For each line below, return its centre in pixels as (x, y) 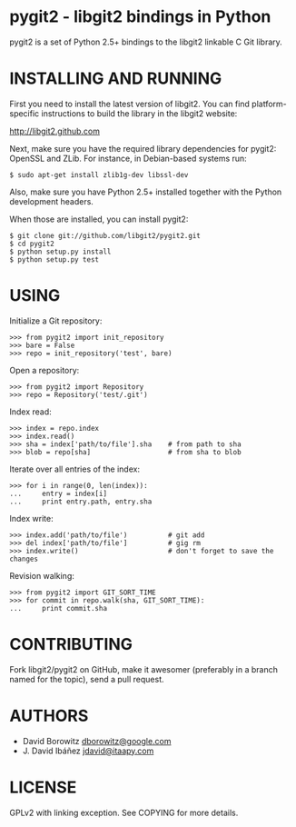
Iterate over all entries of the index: (75, 469)
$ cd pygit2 (32, 244)
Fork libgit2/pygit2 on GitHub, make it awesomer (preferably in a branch (144, 669)
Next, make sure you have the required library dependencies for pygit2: (143, 148)
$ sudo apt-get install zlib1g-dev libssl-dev (99, 174)
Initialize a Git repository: (56, 321)
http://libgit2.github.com (54, 131)
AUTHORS (49, 716)
